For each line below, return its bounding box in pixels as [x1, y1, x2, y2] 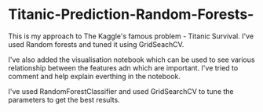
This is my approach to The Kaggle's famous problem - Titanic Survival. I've [8, 31, 254, 41]
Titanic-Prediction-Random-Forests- [8, 5, 254, 23]
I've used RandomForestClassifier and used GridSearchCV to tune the [8, 86, 234, 96]
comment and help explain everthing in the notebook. [8, 71, 181, 81]
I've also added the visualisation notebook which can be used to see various [8, 55, 255, 64]
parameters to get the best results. [8, 95, 120, 104]
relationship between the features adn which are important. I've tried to [8, 63, 239, 72]
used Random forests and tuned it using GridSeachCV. [8, 39, 184, 49]
